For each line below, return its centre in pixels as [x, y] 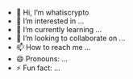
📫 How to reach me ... [53, 47]
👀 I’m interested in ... [50, 21]
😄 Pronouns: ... [42, 59]
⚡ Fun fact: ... [38, 68]
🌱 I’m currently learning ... [59, 29]
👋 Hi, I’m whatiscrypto [52, 12]
